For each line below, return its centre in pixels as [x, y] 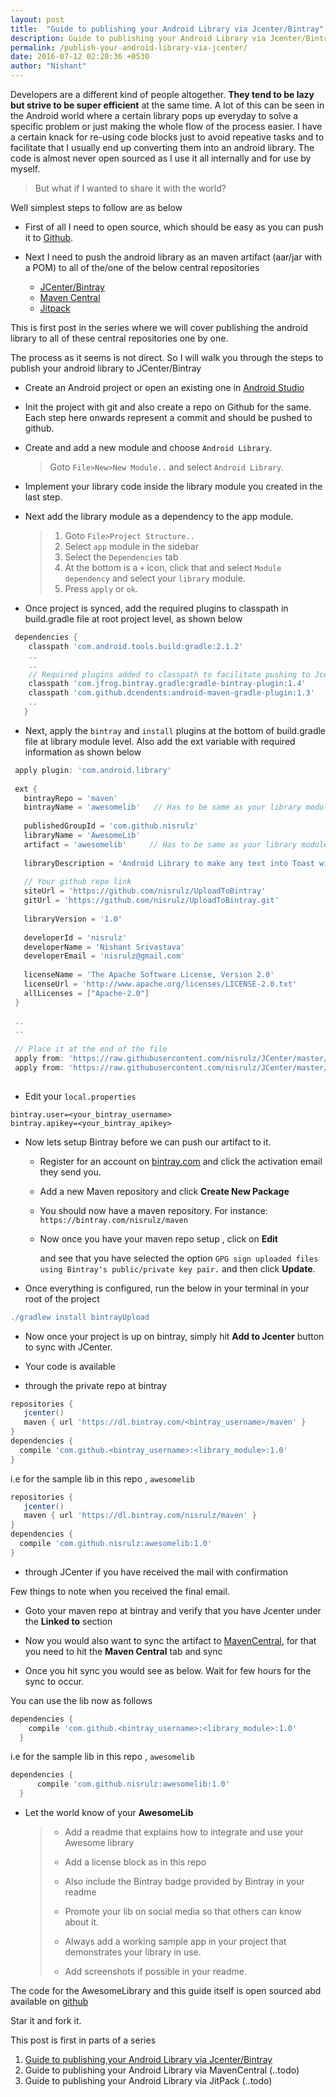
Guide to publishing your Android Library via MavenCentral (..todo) [162, 2070]
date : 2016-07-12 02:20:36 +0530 [80, 57]
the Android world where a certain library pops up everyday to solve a [154, 115]
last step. [43, 497]
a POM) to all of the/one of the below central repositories [142, 267]
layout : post [37, 19]
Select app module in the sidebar [131, 546]
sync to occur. [54, 1681]
